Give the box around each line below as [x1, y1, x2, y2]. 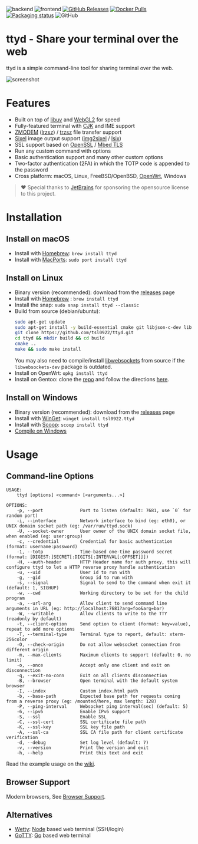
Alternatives [6, 810, 53, 820]
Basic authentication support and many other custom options [14, 153, 163, 160]
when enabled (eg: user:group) [6, 533, 83, 539]
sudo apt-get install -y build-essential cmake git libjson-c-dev [14, 324, 181, 330]
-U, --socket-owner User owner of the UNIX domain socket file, [16, 528, 192, 534]
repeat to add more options [6, 626, 75, 632]
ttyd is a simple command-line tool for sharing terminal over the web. [6, 64, 174, 71]
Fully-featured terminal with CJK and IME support [14, 122, 136, 129]
